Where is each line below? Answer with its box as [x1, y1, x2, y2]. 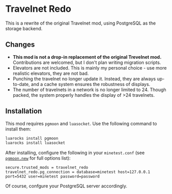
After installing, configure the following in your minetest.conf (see [5, 149, 145, 156]
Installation [5, 107, 42, 116]
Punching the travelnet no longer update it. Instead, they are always [12, 75, 156, 82]
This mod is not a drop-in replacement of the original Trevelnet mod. [12, 54, 162, 60]
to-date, [12, 81, 30, 87]
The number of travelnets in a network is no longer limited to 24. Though [12, 87, 167, 93]
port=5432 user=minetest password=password [5, 174, 100, 179]
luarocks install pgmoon [5, 136, 59, 141]
